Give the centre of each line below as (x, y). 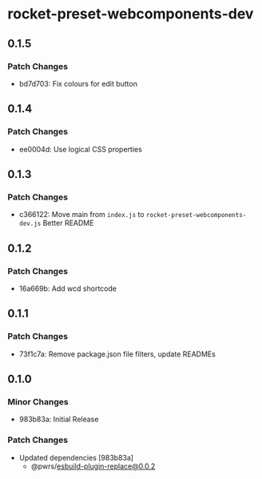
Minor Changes (38, 401)
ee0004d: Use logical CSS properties (81, 149)
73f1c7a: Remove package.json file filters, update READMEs (117, 354)
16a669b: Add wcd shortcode (68, 288)
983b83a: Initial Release (59, 419)
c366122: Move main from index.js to (81, 215)
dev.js (30, 224)
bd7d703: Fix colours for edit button (78, 83)
